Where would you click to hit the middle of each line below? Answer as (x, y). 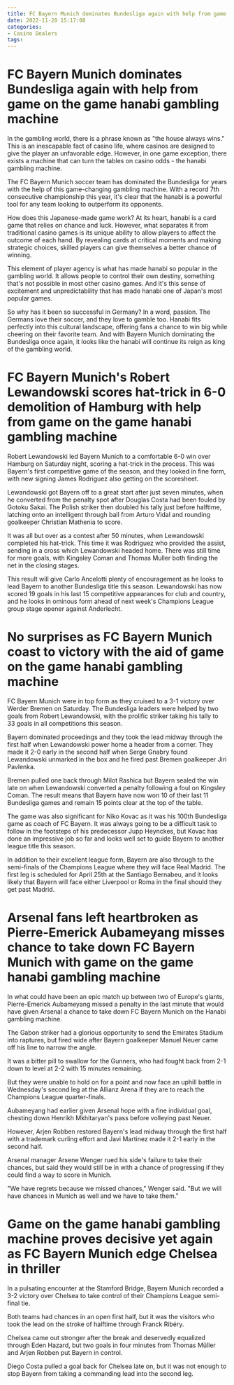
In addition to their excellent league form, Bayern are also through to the (111, 860)
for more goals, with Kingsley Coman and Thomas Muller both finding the (113, 558)
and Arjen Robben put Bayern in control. (65, 1352)
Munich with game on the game (101, 962)
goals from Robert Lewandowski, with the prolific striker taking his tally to (113, 716)
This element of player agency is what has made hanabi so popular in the (112, 269)
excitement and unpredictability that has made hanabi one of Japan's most (115, 291)
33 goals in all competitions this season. (65, 723)
